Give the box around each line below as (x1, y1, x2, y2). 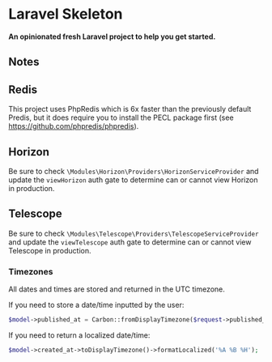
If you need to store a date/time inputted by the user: (8, 300, 185, 310)
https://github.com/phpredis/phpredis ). (8, 121, 139, 131)
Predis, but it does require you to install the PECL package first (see (8, 113, 234, 122)
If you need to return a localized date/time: (8, 330, 151, 340)
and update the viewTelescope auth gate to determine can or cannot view (8, 236, 252, 247)
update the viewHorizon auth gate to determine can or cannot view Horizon (8, 175, 258, 185)
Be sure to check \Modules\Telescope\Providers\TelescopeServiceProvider (8, 228, 259, 238)
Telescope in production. (8, 245, 91, 255)
